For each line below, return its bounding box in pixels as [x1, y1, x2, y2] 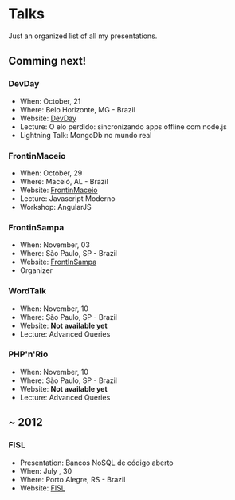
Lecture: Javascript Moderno [19, 193, 116, 203]
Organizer [19, 266, 53, 275]
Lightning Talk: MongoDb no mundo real [19, 130, 152, 140]
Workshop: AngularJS [19, 202, 92, 211]
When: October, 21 [19, 96, 81, 106]
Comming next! [8, 54, 87, 68]
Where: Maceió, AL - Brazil [19, 176, 109, 186]
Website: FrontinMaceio [19, 185, 98, 195]
